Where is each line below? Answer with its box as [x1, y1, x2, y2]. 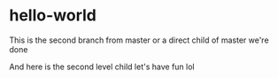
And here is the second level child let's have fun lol [9, 61, 195, 72]
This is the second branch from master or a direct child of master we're [9, 35, 269, 45]
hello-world [9, 5, 97, 26]
